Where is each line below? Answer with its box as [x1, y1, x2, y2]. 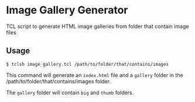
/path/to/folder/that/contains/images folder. [6, 78, 111, 85]
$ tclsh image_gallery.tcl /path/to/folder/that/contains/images [6, 61, 169, 67]
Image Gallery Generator [6, 3, 128, 17]
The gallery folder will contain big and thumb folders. [6, 89, 134, 96]
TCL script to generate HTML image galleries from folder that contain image [6, 23, 189, 30]
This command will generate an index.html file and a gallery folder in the [6, 71, 183, 79]
